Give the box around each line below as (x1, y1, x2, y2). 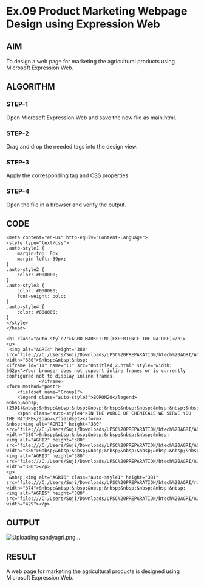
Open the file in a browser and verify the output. (6, 201, 126, 208)
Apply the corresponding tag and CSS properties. (6, 172, 131, 179)
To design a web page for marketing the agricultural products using (6, 58, 175, 65)
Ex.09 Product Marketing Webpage (6, 4, 188, 18)
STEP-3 (6, 158, 29, 166)
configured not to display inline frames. (6, 373, 115, 379)
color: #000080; (17, 288, 59, 294)
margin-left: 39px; (17, 256, 67, 262)
